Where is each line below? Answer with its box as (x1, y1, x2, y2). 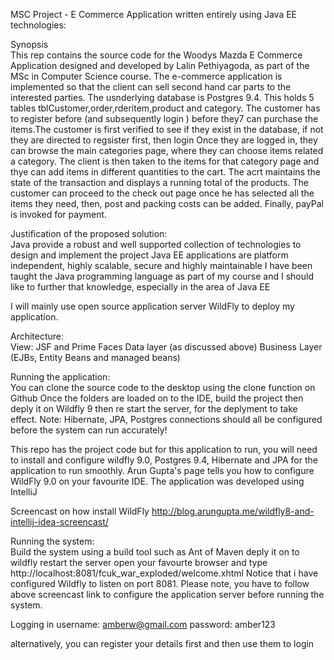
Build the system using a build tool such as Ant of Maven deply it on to (10, 546, 300, 558)
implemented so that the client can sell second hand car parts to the (10, 81, 292, 93)
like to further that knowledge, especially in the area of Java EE (10, 281, 271, 293)
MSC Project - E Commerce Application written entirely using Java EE (10, 9, 298, 20)
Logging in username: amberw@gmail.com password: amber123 (10, 619, 277, 630)
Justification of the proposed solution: (10, 228, 168, 239)
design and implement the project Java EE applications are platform (10, 249, 289, 261)
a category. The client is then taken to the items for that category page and (10, 155, 320, 167)
